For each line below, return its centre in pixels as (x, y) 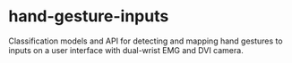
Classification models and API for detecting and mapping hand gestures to (146, 41)
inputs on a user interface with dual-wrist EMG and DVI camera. (126, 50)
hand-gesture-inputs (89, 16)
